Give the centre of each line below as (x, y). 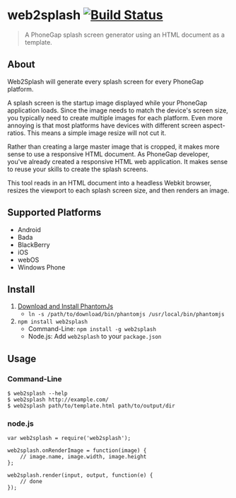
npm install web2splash (53, 322)
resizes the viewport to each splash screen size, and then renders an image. (118, 190)
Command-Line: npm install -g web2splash (92, 329)
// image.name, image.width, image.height (83, 457)
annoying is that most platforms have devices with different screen (104, 125)
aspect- (214, 125)
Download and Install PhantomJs (65, 306)
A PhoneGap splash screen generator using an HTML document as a (124, 35)
